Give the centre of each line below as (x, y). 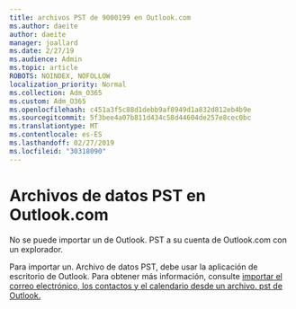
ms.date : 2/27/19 (42, 51)
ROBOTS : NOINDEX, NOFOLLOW (60, 76)
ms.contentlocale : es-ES (56, 135)
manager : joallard (44, 43)
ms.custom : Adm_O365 (48, 101)
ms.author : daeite (44, 26)
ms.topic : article (44, 68)
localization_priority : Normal (68, 84)
